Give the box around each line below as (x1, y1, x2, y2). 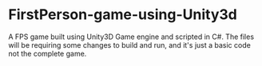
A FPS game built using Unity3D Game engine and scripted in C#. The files (8, 32, 254, 41)
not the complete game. (8, 49, 87, 58)
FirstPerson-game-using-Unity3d (8, 6, 237, 24)
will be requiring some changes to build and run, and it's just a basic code (8, 40, 252, 49)
